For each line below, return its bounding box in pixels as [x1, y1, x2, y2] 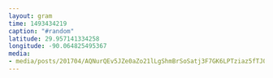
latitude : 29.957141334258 [8, 34, 100, 43]
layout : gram [8, 11, 53, 20]
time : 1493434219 [8, 19, 67, 28]
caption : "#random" [8, 27, 75, 35]
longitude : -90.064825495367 [8, 42, 107, 50]
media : [8, 50, 31, 58]
